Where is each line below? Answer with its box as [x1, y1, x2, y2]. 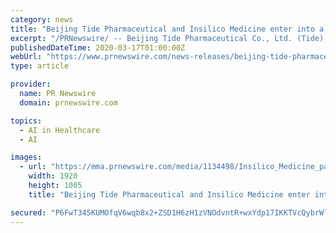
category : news [10, 14, 74, 25]
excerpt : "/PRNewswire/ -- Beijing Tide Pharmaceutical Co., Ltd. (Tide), [10, 33, 329, 43]
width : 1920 [28, 171, 78, 181]
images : [10, 152, 43, 163]
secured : [10, 207, 47, 218]
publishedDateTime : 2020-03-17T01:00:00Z [10, 42, 186, 53]
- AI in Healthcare [19, 125, 101, 135]
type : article [10, 61, 70, 71]
